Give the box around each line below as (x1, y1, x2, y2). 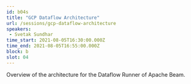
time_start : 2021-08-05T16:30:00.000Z (6, 37, 105, 43)
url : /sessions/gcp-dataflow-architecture (6, 20, 116, 26)
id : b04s (6, 9, 29, 15)
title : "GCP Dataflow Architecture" (6, 15, 100, 21)
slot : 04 (6, 54, 29, 60)
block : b (6, 49, 29, 55)
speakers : (6, 26, 32, 32)
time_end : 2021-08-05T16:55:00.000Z (6, 43, 100, 49)
